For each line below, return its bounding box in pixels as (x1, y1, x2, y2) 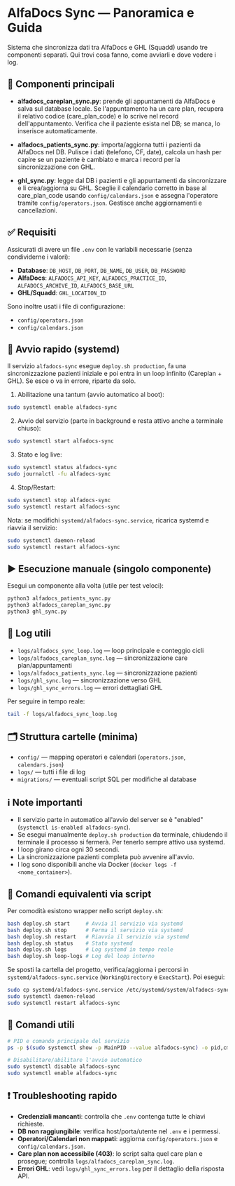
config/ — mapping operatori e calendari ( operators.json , (17, 753, 186, 762)
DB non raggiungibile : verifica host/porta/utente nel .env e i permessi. (17, 1127, 220, 1136)
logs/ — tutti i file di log (17, 768, 86, 776)
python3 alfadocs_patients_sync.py (7, 595, 111, 602)
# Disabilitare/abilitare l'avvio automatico (7, 1057, 142, 1064)
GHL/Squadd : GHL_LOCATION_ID (17, 288, 106, 297)
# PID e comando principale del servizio (7, 1037, 130, 1044)
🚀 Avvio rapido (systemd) (7, 343, 120, 355)
